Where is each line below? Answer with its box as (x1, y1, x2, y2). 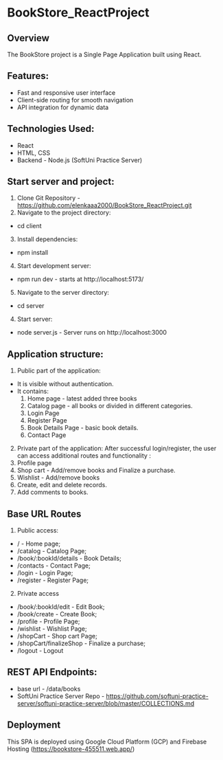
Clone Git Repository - (16, 194, 80, 202)
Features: (7, 70, 49, 82)
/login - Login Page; (16, 569, 73, 577)
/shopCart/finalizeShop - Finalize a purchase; (16, 639, 146, 647)
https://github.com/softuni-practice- (106, 692, 209, 700)
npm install (16, 249, 49, 257)
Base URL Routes (7, 508, 82, 519)
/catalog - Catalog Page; (16, 547, 87, 555)
